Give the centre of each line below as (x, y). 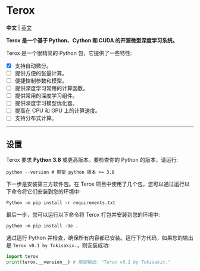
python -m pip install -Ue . (42, 226)
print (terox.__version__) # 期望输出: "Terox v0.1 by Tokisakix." (88, 262)
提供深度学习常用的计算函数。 (51, 88)
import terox (22, 257)
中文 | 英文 (19, 27)
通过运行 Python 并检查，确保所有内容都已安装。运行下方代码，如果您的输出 (100, 238)
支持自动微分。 (33, 66)
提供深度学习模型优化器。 (46, 103)
